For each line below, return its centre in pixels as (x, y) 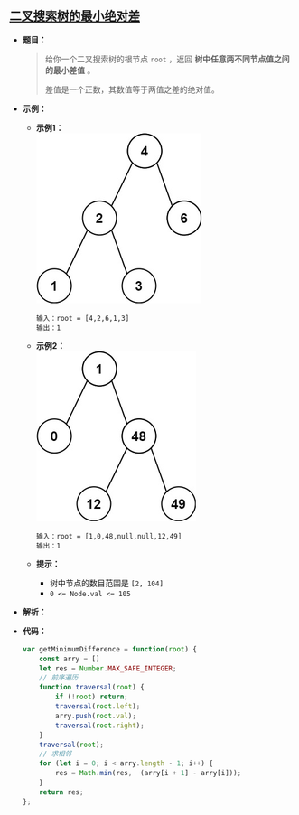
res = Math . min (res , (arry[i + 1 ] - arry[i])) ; (149, 773)
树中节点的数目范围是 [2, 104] (107, 583)
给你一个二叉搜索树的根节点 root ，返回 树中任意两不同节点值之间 (168, 59)
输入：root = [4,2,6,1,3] (83, 318)
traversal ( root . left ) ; (98, 707)
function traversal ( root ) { (92, 688)
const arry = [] (70, 659)
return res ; (61, 792)
